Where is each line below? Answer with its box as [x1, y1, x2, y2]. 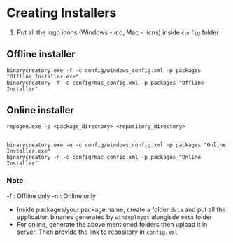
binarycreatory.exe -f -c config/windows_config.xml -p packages [6, 67, 201, 74]
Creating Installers [6, 5, 117, 21]
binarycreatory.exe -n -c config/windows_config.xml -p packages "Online [6, 141, 227, 148]
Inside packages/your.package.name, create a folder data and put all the [16, 205, 226, 214]
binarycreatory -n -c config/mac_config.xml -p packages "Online [6, 153, 201, 160]
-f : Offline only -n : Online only [6, 191, 96, 200]
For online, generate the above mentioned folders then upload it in [16, 220, 208, 228]
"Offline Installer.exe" [6, 73, 79, 80]
